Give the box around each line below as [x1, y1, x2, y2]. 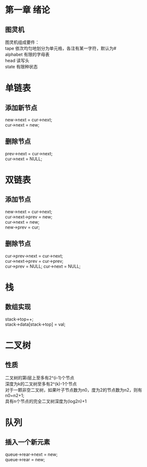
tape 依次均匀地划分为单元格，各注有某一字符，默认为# [5, 45, 117, 51]
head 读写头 [5, 58, 29, 64]
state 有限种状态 [5, 64, 38, 69]
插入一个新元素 [5, 438, 50, 446]
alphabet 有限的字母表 [5, 52, 50, 57]
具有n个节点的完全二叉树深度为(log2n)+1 [5, 398, 87, 404]
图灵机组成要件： [5, 40, 40, 45]
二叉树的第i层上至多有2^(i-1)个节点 [5, 375, 75, 381]
